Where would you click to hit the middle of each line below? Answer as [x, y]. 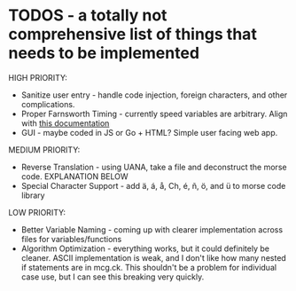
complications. [48, 104]
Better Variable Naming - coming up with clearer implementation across [152, 229]
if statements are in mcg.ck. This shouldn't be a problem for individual [148, 267]
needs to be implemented [104, 53]
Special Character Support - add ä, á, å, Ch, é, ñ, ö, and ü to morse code [153, 185]
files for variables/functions [71, 239]
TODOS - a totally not [88, 16]
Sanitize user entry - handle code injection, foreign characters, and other [154, 95]
